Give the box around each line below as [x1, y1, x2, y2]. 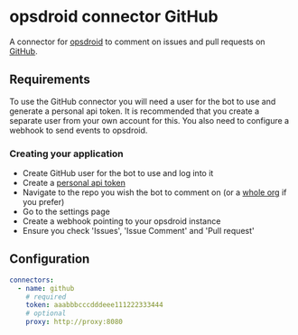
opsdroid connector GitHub [9, 6, 219, 27]
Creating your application [9, 147, 124, 160]
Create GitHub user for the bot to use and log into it [22, 168, 214, 179]
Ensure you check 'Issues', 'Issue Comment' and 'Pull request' [22, 226, 255, 237]
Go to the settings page [22, 206, 110, 218]
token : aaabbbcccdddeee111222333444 [25, 301, 164, 310]
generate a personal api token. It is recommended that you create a [9, 106, 260, 116]
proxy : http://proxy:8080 [25, 318, 124, 327]
